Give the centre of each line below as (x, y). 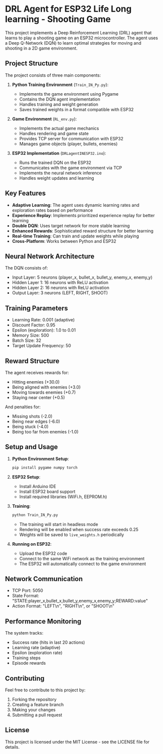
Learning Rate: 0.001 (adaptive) (43, 320)
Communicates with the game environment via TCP (71, 168)
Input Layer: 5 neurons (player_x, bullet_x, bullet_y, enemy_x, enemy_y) (82, 277)
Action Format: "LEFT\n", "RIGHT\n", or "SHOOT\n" (63, 606)
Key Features (25, 193)
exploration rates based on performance (52, 210)
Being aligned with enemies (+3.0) (46, 387)
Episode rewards (29, 663)
